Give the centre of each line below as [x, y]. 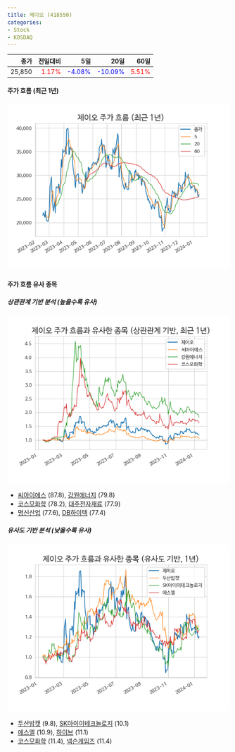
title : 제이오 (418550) [40, 15]
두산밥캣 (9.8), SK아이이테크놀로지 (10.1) [73, 724]
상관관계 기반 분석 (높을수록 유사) [52, 302]
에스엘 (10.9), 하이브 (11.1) [53, 732]
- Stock [19, 30]
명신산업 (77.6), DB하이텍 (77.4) [62, 513]
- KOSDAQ [20, 37]
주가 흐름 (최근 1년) [33, 91]
